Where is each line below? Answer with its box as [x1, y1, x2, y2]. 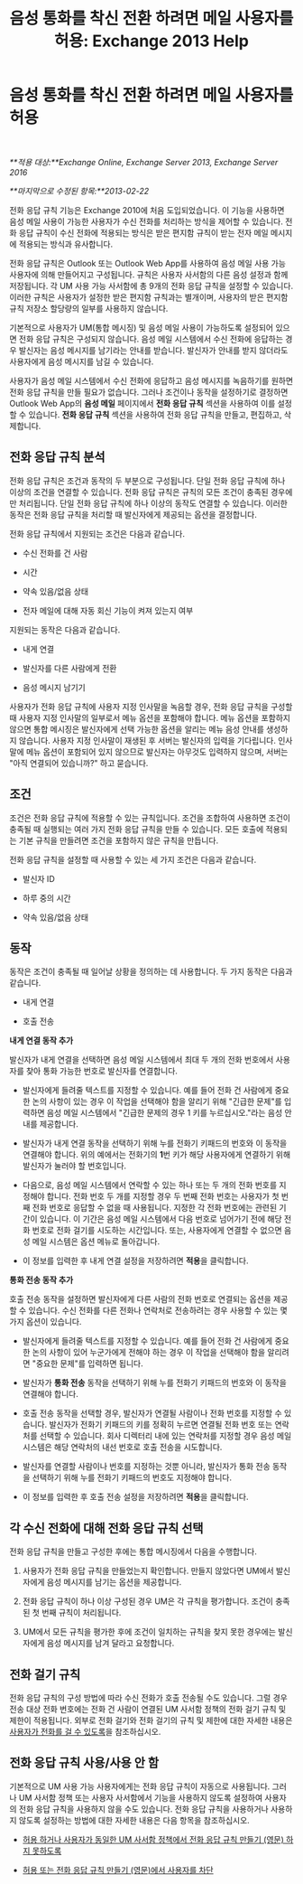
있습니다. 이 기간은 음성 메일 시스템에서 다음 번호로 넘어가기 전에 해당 [39, 1214, 282, 1224]
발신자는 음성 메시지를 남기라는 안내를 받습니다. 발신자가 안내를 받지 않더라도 [18, 344, 289, 355]
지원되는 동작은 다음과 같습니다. [9, 624, 121, 635]
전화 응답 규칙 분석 [9, 449, 106, 465]
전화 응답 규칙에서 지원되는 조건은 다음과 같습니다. [9, 528, 186, 539]
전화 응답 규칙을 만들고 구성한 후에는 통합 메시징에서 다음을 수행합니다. [9, 1546, 257, 1557]
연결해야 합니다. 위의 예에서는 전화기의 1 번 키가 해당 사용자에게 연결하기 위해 [22, 1149, 291, 1160]
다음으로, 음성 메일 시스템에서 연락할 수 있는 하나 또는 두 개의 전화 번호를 [22, 1180, 278, 1191]
